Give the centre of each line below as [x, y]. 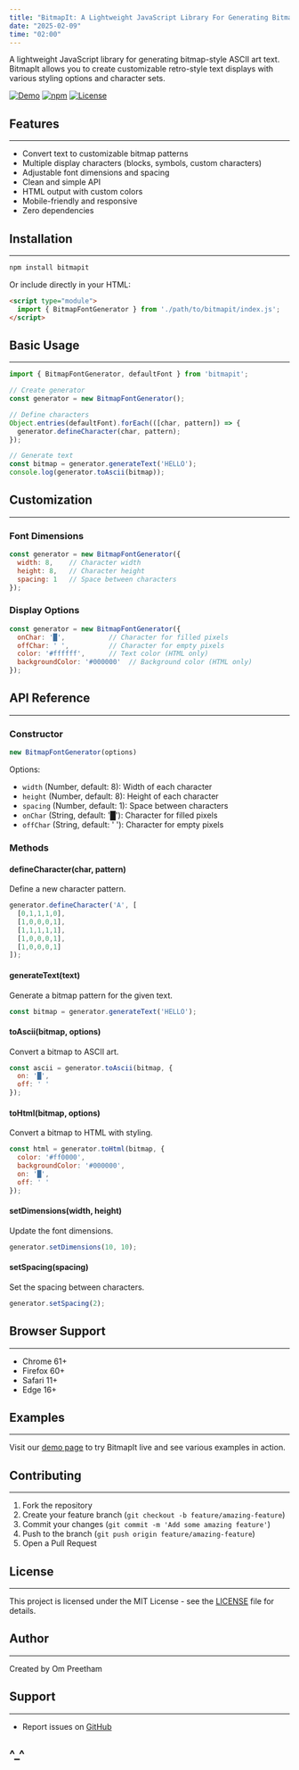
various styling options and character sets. [88, 79]
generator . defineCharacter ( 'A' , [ [73, 906]
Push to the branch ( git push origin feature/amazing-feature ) [138, 1534]
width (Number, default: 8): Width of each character [117, 787]
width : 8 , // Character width [79, 563]
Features [34, 124]
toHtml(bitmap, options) [55, 1113]
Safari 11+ [40, 1380]
